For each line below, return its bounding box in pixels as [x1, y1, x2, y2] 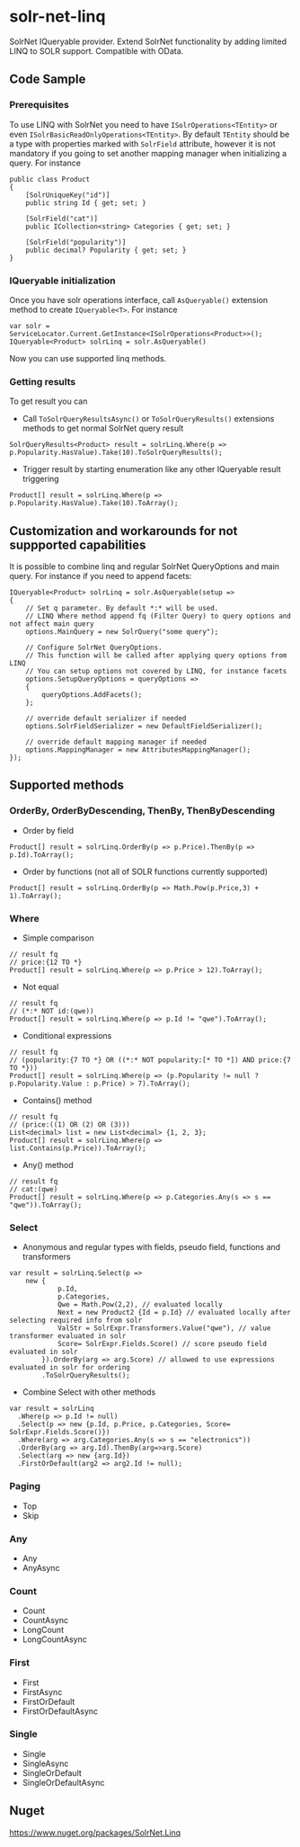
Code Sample [9, 72, 86, 87]
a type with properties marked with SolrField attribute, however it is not [9, 138, 276, 149]
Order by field [22, 825, 75, 835]
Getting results [9, 375, 76, 388]
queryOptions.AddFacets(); [41, 691, 143, 700]
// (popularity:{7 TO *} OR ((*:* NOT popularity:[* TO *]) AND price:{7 [9, 1056, 292, 1065]
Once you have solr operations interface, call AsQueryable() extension [9, 294, 269, 305]
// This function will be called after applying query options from [25, 651, 287, 660]
